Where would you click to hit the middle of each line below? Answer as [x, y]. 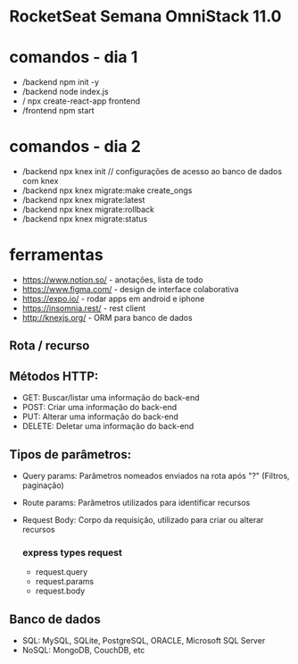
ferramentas [57, 255]
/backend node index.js [65, 92]
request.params [65, 582]
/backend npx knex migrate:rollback [88, 210]
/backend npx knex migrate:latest [83, 200]
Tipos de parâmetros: [70, 454]
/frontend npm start [58, 111]
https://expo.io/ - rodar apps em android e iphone [113, 298]
